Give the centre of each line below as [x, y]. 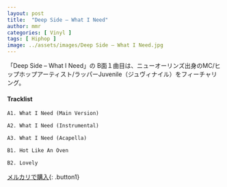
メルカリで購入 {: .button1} [43, 177]
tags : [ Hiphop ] [32, 39]
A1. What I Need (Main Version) [53, 114]
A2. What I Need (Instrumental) [53, 126]
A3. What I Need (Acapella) [47, 138]
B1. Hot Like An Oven [38, 150]
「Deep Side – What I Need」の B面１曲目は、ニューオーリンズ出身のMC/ [111, 65]
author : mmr [24, 26]
